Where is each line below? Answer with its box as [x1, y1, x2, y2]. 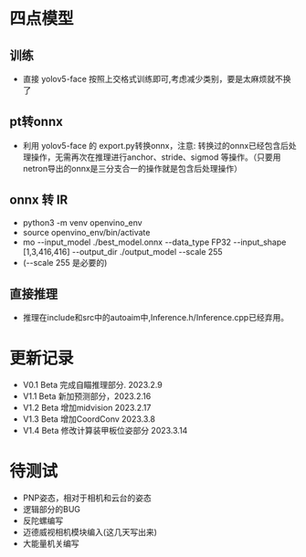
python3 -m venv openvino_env [22, 216, 143, 228]
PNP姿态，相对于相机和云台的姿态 [22, 492, 153, 503]
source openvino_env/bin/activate [22, 226, 151, 237]
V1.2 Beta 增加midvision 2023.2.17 [22, 403, 152, 414]
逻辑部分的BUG [22, 504, 80, 515]
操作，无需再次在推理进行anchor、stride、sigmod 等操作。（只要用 [30, 152, 281, 163]
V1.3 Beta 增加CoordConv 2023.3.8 [22, 414, 155, 425]
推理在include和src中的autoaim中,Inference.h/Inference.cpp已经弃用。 [22, 312, 290, 323]
